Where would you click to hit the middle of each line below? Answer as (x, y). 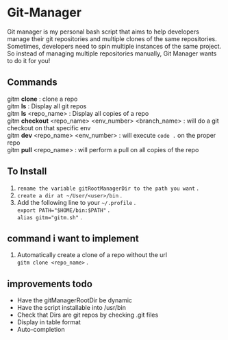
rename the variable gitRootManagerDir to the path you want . (107, 188)
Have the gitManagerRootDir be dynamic (74, 300)
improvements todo (50, 283)
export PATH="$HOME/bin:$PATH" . (63, 210)
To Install (27, 172)
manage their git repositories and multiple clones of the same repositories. (112, 38)
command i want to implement (73, 238)
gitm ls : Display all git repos (47, 106)
